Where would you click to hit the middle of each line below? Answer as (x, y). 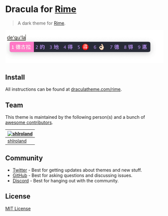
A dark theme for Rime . (41, 23)
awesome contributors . (29, 123)
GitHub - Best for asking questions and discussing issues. (72, 175)
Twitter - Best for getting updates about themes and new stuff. (77, 170)
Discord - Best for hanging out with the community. (66, 181)
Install (15, 77)
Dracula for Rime (41, 9)
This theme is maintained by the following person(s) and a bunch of (75, 117)
